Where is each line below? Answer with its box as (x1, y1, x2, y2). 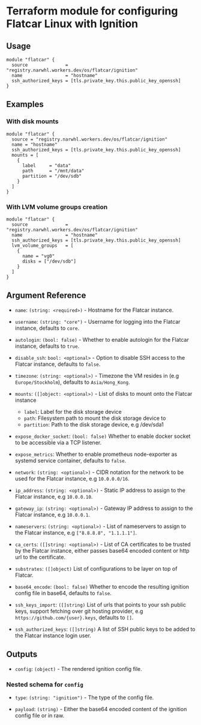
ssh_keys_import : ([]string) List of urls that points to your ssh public (14, 601, 187, 608)
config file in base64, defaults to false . (14, 589, 112, 596)
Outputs (6, 649, 38, 660)
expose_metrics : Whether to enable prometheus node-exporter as (14, 450, 178, 458)
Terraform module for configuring (6, 4, 178, 18)
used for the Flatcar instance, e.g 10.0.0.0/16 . (14, 475, 130, 482)
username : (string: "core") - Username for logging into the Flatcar (14, 318, 181, 325)
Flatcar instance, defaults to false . (14, 360, 101, 368)
